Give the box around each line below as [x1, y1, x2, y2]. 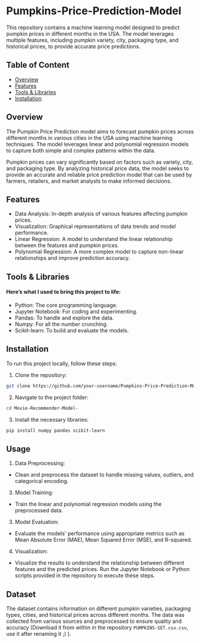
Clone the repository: [14, 371, 67, 378]
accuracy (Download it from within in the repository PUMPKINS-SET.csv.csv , [6, 624, 189, 631]
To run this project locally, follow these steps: [6, 360, 117, 367]
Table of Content [6, 60, 70, 70]
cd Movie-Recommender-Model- [6, 405, 79, 411]
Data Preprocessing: [14, 460, 65, 467]
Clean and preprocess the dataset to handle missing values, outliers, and [14, 471, 194, 478]
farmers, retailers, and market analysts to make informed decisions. [6, 177, 172, 184]
